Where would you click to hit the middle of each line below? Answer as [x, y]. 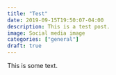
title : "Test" [28, 14]
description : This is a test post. [59, 26]
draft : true [24, 46]
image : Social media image [46, 33]
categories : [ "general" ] [43, 40]
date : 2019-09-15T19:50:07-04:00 [56, 20]
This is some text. [32, 66]
